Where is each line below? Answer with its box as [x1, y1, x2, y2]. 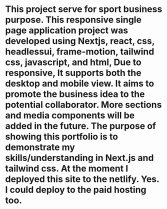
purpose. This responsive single [5, 14, 141, 25]
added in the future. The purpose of [5, 120, 156, 132]
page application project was [5, 25, 128, 36]
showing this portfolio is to [5, 131, 118, 142]
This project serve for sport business [5, 3, 162, 15]
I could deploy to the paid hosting [5, 184, 146, 195]
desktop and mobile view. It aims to [5, 78, 154, 89]
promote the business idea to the [5, 88, 145, 100]
